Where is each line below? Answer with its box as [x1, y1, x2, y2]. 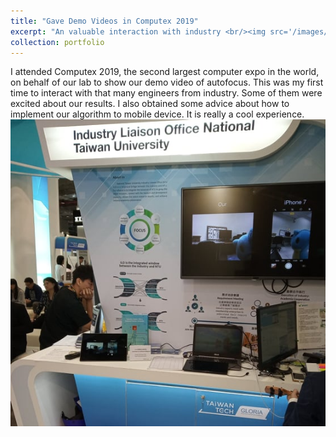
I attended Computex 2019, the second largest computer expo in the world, [10, 66, 320, 78]
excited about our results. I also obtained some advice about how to [10, 98, 290, 110]
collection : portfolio [10, 37, 105, 47]
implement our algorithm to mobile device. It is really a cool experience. [10, 108, 305, 120]
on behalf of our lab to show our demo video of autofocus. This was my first [10, 76, 324, 89]
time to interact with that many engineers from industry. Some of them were [10, 87, 323, 99]
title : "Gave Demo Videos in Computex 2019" [10, 16, 199, 26]
